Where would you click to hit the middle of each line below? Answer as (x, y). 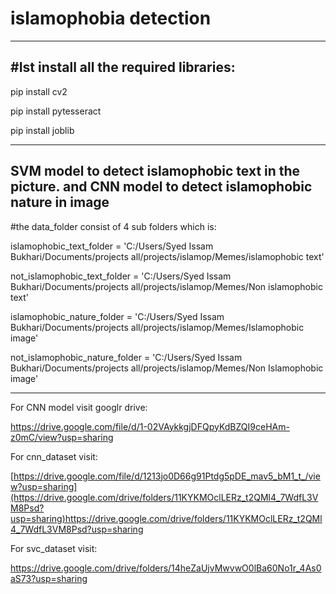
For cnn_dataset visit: (54, 456)
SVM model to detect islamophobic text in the (155, 171)
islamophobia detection (111, 18)
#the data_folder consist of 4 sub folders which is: (113, 226)
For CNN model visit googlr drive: (79, 407)
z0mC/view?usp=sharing (62, 437)
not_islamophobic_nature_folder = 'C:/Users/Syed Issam (126, 357)
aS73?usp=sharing (49, 578)
